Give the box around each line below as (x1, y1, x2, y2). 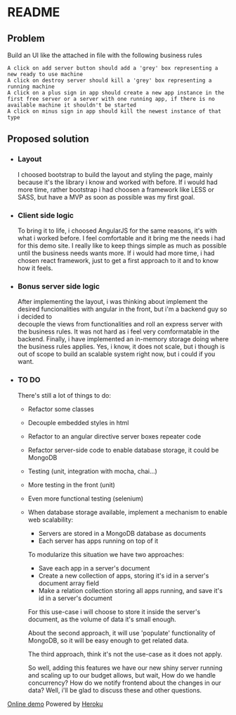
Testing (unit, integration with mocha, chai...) (27, 467, 158, 475)
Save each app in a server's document (38, 563, 150, 572)
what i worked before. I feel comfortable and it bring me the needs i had (17, 233, 226, 242)
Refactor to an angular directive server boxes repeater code (27, 432, 202, 441)
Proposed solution (7, 133, 89, 145)
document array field (38, 579, 100, 587)
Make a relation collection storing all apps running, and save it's (38, 586, 223, 594)
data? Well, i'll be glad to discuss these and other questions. (27, 685, 202, 695)
